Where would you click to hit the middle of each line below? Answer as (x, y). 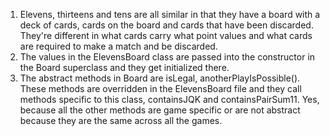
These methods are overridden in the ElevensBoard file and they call (160, 88)
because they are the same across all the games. (121, 120)
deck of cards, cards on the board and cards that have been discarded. (166, 25)
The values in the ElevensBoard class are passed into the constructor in (167, 57)
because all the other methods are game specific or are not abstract (160, 110)
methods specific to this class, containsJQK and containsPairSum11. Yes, (169, 99)
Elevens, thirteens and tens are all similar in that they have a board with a (170, 14)
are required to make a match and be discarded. (118, 46)
